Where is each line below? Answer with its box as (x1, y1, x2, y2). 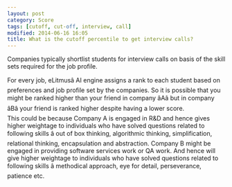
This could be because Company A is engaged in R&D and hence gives (7, 114, 210, 123)
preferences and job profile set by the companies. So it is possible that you (7, 86, 221, 94)
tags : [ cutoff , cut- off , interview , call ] (7, 23, 132, 30)
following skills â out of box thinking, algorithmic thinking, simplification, (7, 130, 213, 138)
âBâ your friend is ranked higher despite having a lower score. (7, 105, 185, 113)
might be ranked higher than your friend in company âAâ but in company (7, 94, 215, 103)
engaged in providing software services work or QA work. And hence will (7, 147, 216, 155)
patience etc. (7, 172, 45, 180)
